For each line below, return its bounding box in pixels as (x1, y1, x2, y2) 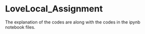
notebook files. (5, 24, 35, 30)
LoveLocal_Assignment (5, 3, 103, 14)
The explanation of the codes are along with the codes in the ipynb (5, 19, 141, 25)
